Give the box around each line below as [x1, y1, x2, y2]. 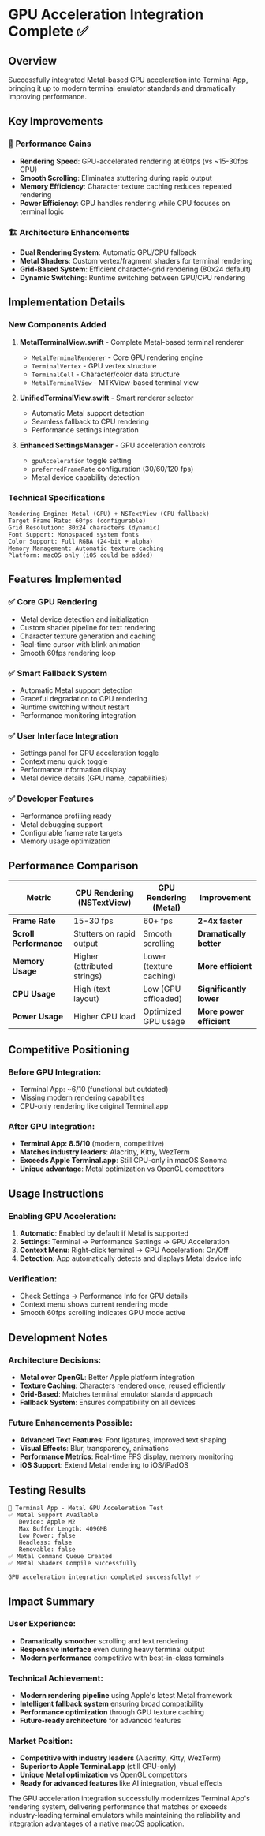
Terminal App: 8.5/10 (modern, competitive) [19, 1139, 165, 1149]
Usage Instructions [8, 1187, 104, 1200]
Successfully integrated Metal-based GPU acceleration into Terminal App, [8, 75, 248, 84]
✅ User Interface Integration [8, 730, 118, 741]
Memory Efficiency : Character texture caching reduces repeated [19, 181, 233, 191]
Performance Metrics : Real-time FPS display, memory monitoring [19, 1452, 234, 1461]
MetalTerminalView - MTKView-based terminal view [31, 377, 200, 387]
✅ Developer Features [8, 793, 95, 804]
